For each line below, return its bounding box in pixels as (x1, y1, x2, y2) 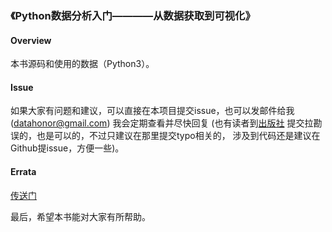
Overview (10, 34, 52, 46)
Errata (10, 165, 37, 177)
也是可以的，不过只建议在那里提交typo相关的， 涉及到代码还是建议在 (36, 130, 321, 142)
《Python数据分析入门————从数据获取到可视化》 (10, 8, 256, 22)
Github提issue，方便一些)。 (10, 142, 125, 154)
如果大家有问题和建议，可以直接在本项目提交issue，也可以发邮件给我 (10, 105, 295, 117)
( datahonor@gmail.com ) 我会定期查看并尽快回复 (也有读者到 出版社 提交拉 (10, 117, 314, 129)
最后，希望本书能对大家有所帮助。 (10, 210, 151, 222)
